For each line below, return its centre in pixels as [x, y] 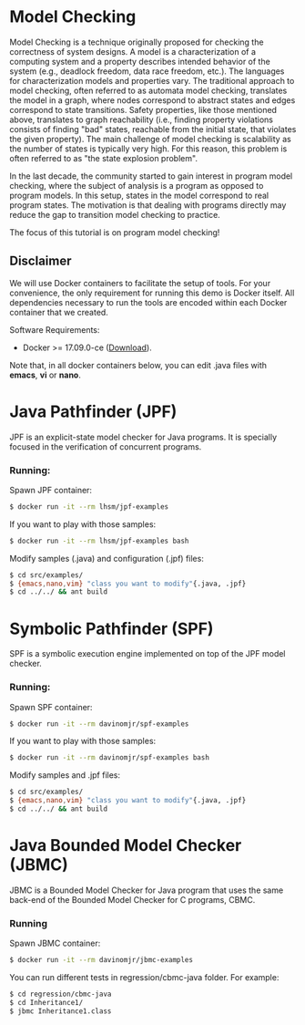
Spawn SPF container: [51, 707]
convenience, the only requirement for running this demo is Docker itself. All [152, 293]
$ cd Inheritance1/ [46, 1002]
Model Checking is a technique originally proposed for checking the [137, 42]
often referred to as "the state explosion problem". [104, 158]
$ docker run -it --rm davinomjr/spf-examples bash [109, 758]
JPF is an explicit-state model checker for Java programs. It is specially [143, 437]
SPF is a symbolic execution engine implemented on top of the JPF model [147, 654]
